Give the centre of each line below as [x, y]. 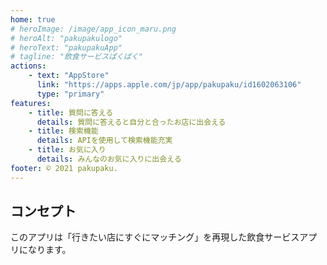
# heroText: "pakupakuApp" [66, 47]
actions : [28, 66]
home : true [33, 19]
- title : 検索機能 [63, 131]
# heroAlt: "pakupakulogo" [66, 38]
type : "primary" [70, 94]
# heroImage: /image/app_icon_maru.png [93, 29]
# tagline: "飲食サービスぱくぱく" [76, 57]
